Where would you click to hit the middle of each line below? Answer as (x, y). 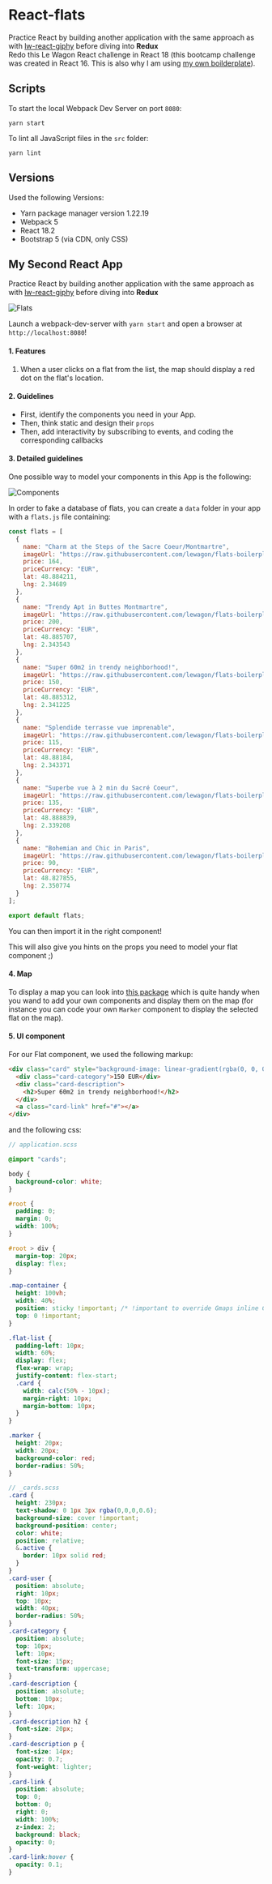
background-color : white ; (59, 1181)
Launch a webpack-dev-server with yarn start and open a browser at (125, 324)
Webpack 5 (39, 221)
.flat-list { (30, 1338)
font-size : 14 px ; (45, 1752)
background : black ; (49, 1835)
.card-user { (30, 1578)
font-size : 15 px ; (45, 1661)
